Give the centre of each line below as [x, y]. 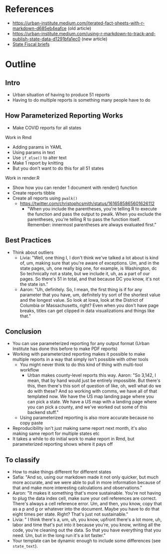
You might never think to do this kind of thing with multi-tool [81, 365]
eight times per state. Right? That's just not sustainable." [70, 514]
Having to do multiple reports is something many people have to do [81, 100]
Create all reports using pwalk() [45, 198]
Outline [21, 65]
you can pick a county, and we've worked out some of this [87, 407]
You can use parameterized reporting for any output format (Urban [81, 344]
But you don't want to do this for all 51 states [58, 168]
